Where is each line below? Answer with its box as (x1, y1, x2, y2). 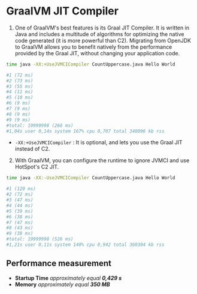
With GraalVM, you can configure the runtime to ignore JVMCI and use (14, 157, 190, 164)
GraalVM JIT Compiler (6, 4, 119, 18)
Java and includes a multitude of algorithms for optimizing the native (14, 30, 184, 37)
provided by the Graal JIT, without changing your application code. (14, 49, 180, 57)
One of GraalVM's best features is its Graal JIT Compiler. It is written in (14, 24, 190, 31)
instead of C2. (14, 145, 50, 153)
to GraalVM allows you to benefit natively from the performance (14, 43, 172, 51)
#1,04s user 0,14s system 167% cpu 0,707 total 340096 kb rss (6, 128, 165, 134)
